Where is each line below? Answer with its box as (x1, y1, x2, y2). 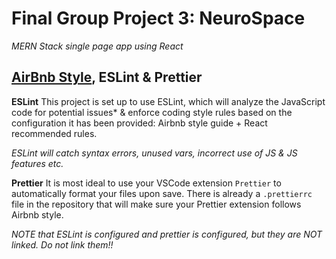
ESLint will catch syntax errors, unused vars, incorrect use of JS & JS (11, 147, 298, 159)
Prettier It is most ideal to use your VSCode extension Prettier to (11, 177, 282, 189)
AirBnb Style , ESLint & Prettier (11, 69, 203, 86)
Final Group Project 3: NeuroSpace (11, 7, 306, 30)
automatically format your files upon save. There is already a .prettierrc (11, 187, 313, 199)
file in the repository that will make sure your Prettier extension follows (11, 198, 302, 210)
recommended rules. (11, 127, 98, 139)
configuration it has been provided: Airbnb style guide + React (11, 117, 268, 129)
